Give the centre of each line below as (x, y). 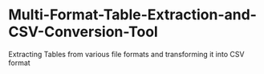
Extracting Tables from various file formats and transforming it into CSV (126, 54)
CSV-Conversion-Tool (83, 32)
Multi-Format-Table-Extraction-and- (132, 15)
